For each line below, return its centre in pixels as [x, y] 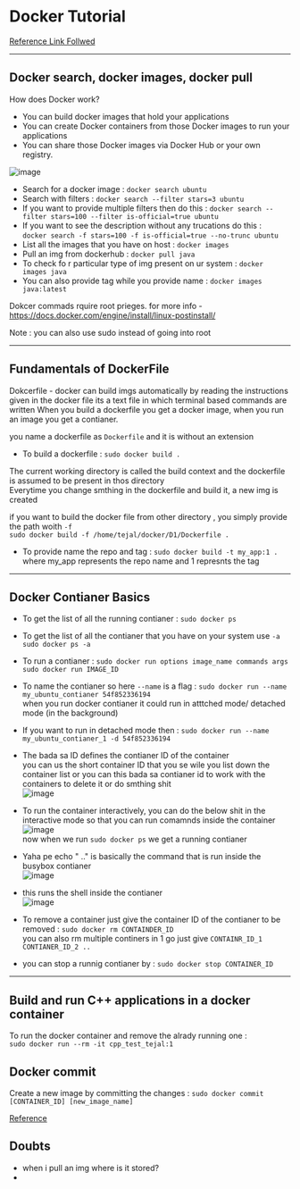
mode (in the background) [70, 713]
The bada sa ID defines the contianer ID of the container [125, 756]
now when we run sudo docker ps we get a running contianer [134, 839]
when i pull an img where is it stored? [90, 1168]
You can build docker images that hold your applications [125, 116]
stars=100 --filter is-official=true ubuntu [134, 216]
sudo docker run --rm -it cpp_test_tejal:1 [92, 1044]
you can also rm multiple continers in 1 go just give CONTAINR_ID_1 [142, 939]
